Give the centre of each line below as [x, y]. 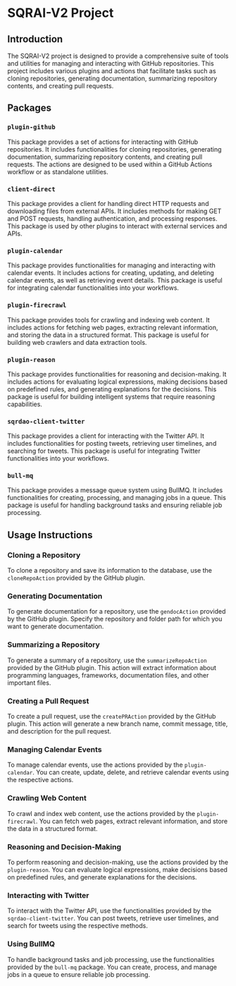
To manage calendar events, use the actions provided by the [95, 765]
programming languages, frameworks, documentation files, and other [108, 675]
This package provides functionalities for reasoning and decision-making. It [117, 374]
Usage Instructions [50, 535]
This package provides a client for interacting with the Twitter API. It [106, 436]
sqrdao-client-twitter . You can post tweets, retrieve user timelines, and [113, 918]
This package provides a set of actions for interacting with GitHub [103, 142]
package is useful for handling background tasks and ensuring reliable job [115, 505]
